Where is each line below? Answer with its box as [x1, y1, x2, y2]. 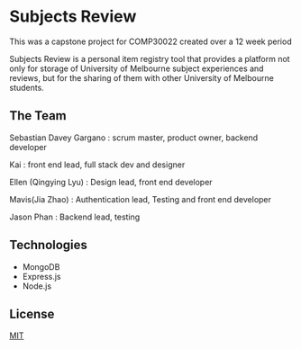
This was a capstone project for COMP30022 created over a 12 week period [9, 36, 292, 47]
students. [9, 82, 45, 93]
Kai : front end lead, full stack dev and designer [9, 159, 186, 170]
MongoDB [22, 261, 60, 272]
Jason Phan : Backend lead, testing [9, 211, 141, 222]
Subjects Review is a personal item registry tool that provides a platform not [9, 53, 290, 64]
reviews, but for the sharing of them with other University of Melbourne [9, 72, 275, 83]
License [9, 306, 55, 321]
